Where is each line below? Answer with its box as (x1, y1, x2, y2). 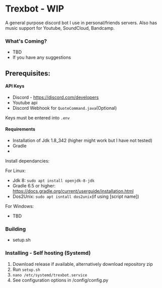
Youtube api (12, 99, 38, 106)
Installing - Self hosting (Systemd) (5, 250, 91, 257)
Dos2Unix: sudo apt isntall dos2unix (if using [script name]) (12, 193, 139, 199)
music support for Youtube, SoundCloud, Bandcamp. (5, 25, 115, 31)
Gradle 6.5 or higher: (12, 183, 56, 189)
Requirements (5, 126, 36, 132)
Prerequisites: (5, 69, 50, 78)
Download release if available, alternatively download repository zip (12, 261, 153, 267)
